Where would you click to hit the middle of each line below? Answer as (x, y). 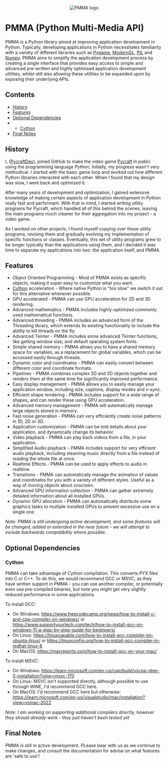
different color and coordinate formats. (52, 368)
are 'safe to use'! (22, 756)
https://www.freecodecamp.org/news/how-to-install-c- (98, 614)
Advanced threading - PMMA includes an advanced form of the (78, 320)
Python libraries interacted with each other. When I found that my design (80, 177)
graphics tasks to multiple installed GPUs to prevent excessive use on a (86, 506)
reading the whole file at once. (44, 459)
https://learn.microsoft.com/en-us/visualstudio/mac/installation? (79, 697)
